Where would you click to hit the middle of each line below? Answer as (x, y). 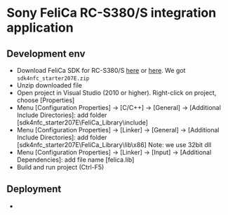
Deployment (34, 189)
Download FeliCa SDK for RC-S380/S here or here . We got (101, 70)
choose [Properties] (46, 100)
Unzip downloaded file (49, 85)
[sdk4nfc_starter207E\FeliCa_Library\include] (82, 123)
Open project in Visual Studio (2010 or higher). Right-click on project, (116, 93)
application (40, 28)
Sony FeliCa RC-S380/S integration (112, 13)
